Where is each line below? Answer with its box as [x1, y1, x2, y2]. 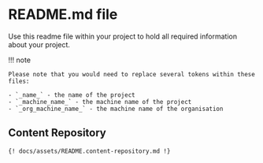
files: [8, 77, 30, 85]
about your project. [8, 39, 71, 49]
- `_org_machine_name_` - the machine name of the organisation [8, 105, 224, 113]
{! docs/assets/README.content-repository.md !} [8, 147, 171, 155]
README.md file [8, 6, 118, 24]
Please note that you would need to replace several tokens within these [8, 70, 256, 78]
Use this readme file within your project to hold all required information [8, 31, 238, 41]
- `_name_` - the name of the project [8, 91, 135, 99]
